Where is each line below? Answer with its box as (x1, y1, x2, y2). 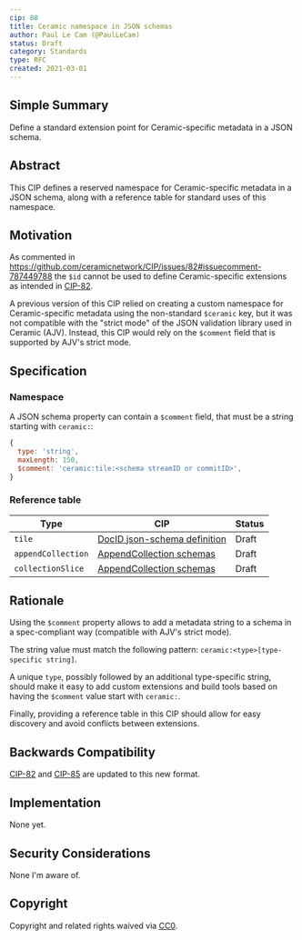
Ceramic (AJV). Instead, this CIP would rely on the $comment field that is (9, 327, 276, 338)
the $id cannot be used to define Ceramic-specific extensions (54, 271, 287, 282)
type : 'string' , (17, 446, 79, 455)
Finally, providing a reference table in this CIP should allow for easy (9, 708, 261, 719)
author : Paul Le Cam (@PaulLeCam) (9, 30, 141, 39)
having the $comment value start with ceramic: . (9, 691, 181, 702)
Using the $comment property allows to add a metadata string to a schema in (9, 617, 292, 628)
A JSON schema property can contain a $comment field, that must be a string (9, 411, 294, 422)
